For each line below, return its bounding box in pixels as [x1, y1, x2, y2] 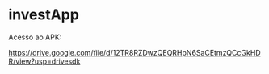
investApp [8, 6, 79, 24]
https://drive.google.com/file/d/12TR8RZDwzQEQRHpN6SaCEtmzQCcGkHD [8, 47, 261, 57]
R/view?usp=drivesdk [8, 56, 81, 66]
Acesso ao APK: [8, 32, 62, 42]
